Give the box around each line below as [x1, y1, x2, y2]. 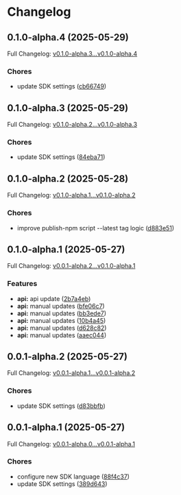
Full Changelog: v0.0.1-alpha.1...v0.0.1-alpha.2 [7, 369, 136, 377]
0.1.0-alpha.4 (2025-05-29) [7, 32, 129, 43]
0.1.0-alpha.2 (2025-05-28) [7, 173, 129, 184]
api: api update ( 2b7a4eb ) [16, 294, 91, 302]
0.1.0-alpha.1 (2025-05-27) [7, 243, 125, 255]
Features [7, 279, 38, 289]
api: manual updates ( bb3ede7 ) [16, 309, 107, 317]
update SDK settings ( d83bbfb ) [16, 402, 106, 410]
